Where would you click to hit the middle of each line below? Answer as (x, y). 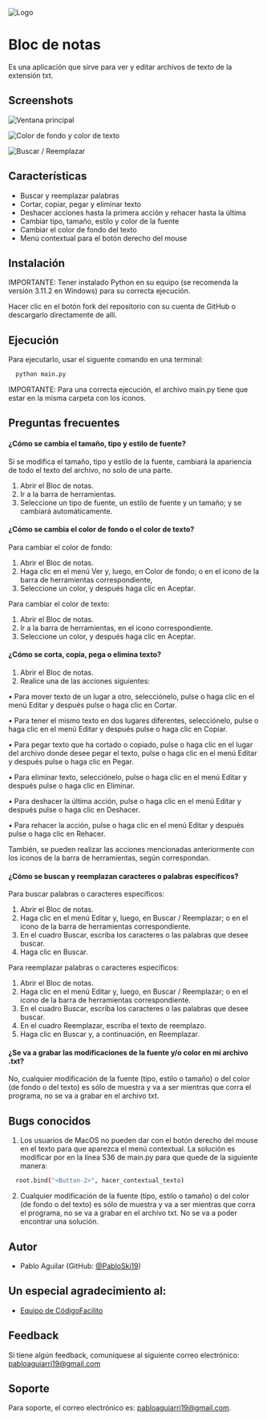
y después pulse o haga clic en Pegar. (71, 762)
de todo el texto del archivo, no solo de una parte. (91, 470)
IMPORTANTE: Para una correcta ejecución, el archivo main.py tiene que (128, 389)
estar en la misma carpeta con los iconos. (77, 398)
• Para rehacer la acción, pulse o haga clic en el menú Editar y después (126, 825)
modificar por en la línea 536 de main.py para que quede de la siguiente (139, 1157)
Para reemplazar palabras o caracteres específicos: (93, 968)
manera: (34, 1166)
